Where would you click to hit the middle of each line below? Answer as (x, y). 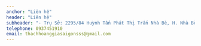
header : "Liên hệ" (29, 17)
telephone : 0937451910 (34, 28)
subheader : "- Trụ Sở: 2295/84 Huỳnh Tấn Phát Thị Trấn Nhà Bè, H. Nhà (97, 23)
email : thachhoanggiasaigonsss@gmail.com (59, 34)
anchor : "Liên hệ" (29, 12)
